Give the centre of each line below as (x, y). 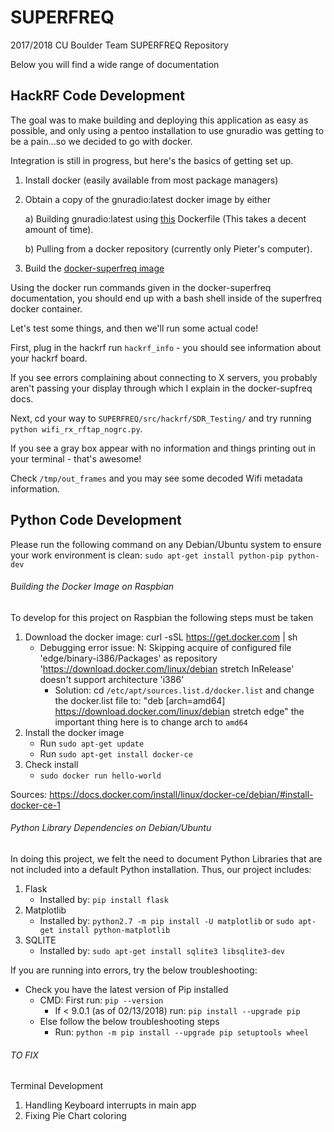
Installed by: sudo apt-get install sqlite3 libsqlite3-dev (162, 950)
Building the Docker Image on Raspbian (92, 587)
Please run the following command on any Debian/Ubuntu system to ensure (166, 544)
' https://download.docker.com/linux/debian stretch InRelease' (167, 668)
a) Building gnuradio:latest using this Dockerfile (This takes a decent (165, 218)
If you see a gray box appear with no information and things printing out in (163, 448)
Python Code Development (96, 520)
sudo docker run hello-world (100, 776)
